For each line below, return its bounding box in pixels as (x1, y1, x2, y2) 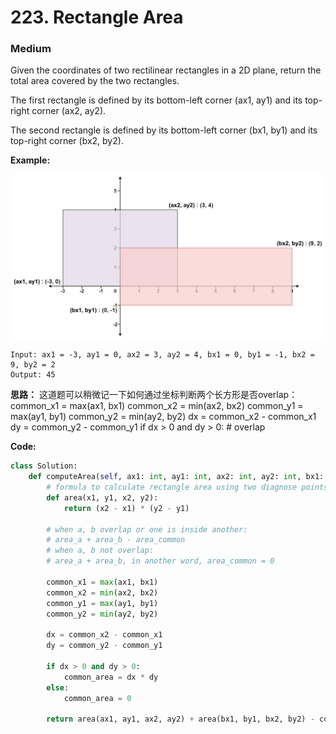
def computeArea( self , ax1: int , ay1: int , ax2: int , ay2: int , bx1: (28, 472, 325, 482)
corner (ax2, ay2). (31, 105, 107, 117)
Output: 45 (10, 370, 56, 380)
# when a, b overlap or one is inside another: (46, 524, 248, 535)
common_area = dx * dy (63, 672, 159, 682)
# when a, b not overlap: (46, 546, 155, 556)
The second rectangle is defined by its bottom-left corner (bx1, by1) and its (10, 124, 318, 136)
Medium (10, 42, 52, 56)
